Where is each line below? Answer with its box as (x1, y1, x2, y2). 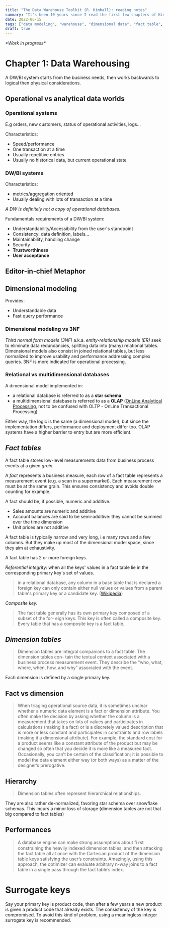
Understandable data (12, 307, 57, 314)
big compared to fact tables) (5, 811, 64, 817)
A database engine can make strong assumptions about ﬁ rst (17, 839, 144, 845)
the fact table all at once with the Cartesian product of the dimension (17, 850, 160, 856)
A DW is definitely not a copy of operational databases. (5, 206, 121, 212)
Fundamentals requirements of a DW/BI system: (5, 216, 105, 222)
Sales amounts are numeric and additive (12, 508, 96, 514)
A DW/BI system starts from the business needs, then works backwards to (5, 74, 159, 81)
